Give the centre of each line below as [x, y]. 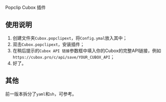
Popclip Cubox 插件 [26, 7]
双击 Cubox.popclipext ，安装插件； [49, 44]
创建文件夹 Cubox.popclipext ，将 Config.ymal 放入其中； [70, 38]
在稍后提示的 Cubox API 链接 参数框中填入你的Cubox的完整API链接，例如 [87, 50]
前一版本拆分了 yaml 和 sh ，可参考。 [41, 94]
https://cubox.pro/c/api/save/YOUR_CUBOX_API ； [64, 57]
